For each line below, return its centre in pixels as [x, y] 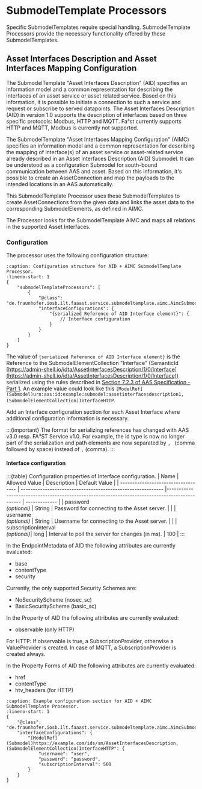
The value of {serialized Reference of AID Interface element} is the [93, 357]
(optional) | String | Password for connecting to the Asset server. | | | [91, 508]
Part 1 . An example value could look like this [60, 388]
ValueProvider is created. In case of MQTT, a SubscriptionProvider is [91, 647]
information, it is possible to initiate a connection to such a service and [94, 102]
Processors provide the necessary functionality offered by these [86, 33]
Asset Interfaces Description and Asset [82, 59]
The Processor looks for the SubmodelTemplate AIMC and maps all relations [101, 220]
